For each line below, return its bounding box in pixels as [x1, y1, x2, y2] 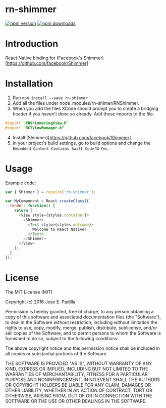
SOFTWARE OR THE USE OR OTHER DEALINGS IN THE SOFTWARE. [5, 398, 147, 404]
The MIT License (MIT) [5, 289, 53, 295]
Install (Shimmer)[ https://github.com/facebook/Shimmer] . [12, 134, 133, 140]
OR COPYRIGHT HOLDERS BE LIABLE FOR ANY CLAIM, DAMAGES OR [5, 382, 151, 388]
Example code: [5, 180, 36, 186]
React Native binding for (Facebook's [5, 55, 83, 61]
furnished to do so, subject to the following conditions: [5, 335, 119, 341]
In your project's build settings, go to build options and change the [12, 140, 151, 146]
